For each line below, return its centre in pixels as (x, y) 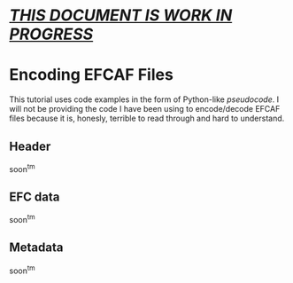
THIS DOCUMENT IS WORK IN (121, 16)
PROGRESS (51, 34)
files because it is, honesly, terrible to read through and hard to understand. (147, 118)
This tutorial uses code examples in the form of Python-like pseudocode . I (144, 99)
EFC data (35, 197)
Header (30, 146)
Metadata (36, 248)
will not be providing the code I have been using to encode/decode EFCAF (145, 109)
